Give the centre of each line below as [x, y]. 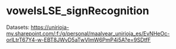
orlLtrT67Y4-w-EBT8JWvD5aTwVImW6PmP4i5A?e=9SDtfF [78, 40]
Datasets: [18, 27]
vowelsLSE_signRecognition [78, 11]
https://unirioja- [50, 27]
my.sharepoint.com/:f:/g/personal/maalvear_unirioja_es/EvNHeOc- [88, 33]
